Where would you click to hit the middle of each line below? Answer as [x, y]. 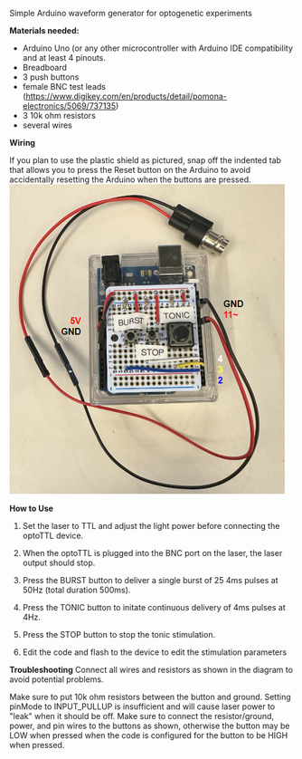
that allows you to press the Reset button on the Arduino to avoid [130, 170]
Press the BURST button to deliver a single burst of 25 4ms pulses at [150, 580]
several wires [47, 125]
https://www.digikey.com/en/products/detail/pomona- [127, 96]
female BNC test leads [64, 86]
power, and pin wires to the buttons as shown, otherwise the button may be [150, 725]
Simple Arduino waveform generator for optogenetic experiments [131, 13]
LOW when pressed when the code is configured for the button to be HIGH [149, 735]
